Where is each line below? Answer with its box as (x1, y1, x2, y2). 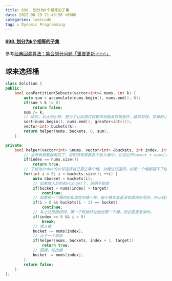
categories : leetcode (5, 17, 52, 22)
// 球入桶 (32, 224, 52, 229)
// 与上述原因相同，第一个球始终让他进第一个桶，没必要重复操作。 (32, 210, 155, 215)
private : (5, 143, 24, 148)
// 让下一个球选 (32, 233, 63, 238)
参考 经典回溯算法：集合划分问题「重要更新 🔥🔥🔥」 (5, 51, 111, 57)
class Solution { (5, 81, 42, 86)
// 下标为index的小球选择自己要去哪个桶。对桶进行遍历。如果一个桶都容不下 (24, 167, 164, 172)
